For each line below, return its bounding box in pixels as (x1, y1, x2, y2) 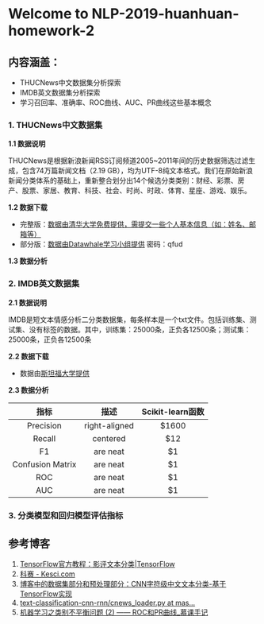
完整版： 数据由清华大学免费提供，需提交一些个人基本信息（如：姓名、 (19, 219, 250, 229)
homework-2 (8, 21, 95, 40)
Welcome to (8, 5, 89, 23)
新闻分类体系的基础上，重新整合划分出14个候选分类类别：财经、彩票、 (8, 176, 238, 185)
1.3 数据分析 (8, 256, 48, 266)
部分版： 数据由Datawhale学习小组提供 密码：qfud (19, 239, 183, 249)
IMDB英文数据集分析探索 (19, 88, 101, 97)
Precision (26, 420, 62, 431)
